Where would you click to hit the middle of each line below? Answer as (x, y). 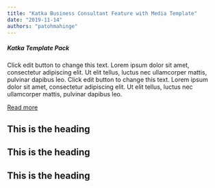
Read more (23, 107)
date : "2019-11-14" (35, 20)
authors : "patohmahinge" (42, 26)
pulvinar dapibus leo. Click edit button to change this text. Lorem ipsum (107, 80)
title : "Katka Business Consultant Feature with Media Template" (102, 13)
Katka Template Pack (38, 48)
